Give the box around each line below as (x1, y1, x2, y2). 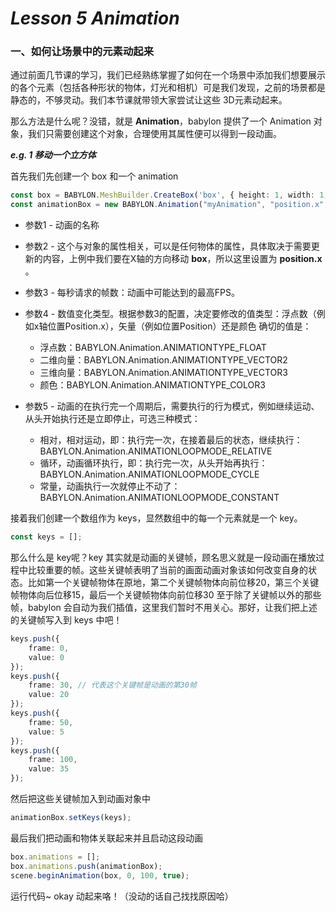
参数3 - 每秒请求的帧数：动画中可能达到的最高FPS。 (24, 287, 240, 299)
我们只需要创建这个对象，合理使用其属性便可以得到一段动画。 (27, 128, 282, 140)
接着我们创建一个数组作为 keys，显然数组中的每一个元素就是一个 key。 (10, 512, 303, 524)
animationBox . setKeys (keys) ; (10, 813, 132, 823)
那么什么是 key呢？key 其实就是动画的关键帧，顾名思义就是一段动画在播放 (10, 552, 317, 564)
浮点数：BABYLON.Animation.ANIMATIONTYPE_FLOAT (39, 342, 267, 354)
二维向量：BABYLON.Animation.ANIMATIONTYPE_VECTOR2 (39, 354, 288, 366)
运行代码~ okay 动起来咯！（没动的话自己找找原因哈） (10, 890, 234, 902)
